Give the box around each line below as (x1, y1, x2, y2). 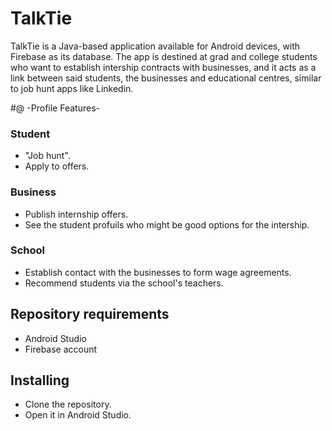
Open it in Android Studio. (24, 409, 132, 421)
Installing (10, 372, 70, 389)
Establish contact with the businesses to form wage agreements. (24, 266, 292, 278)
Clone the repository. (24, 398, 112, 411)
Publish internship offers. (24, 208, 129, 220)
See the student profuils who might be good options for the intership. (24, 218, 310, 231)
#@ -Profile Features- (10, 102, 100, 114)
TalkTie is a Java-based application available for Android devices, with (10, 40, 301, 52)
